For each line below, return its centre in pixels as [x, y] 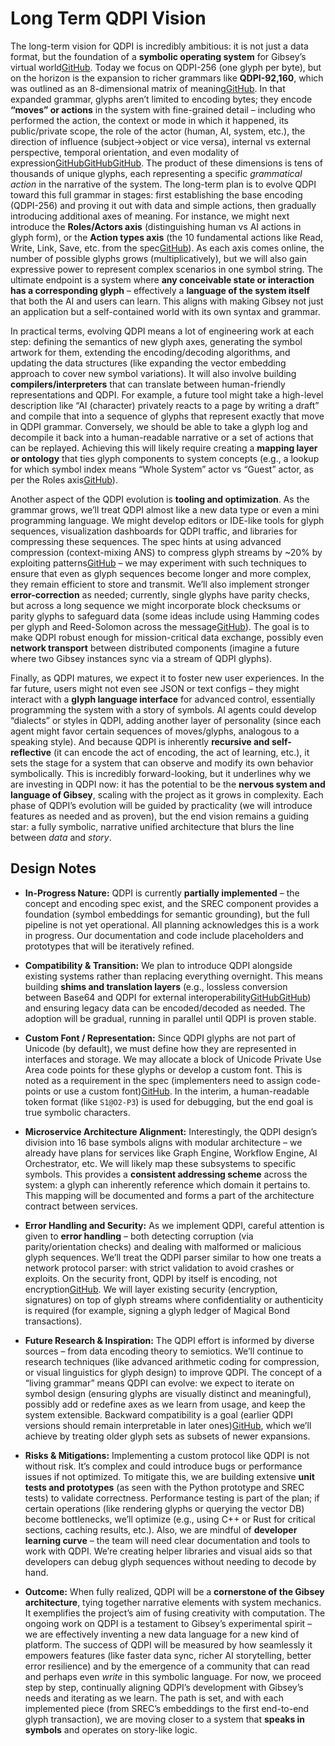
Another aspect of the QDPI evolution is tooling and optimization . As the [160, 499]
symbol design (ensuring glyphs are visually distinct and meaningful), [168, 1393]
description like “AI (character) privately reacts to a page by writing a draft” [165, 405]
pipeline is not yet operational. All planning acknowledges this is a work [172, 924]
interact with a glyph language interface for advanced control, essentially [163, 699]
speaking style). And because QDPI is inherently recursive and [140, 741]
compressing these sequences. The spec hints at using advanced [146, 541]
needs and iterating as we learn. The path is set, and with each [154, 1698]
